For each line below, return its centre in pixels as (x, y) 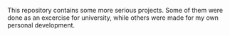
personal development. (41, 25)
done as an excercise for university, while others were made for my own (113, 18)
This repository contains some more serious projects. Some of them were (115, 10)
